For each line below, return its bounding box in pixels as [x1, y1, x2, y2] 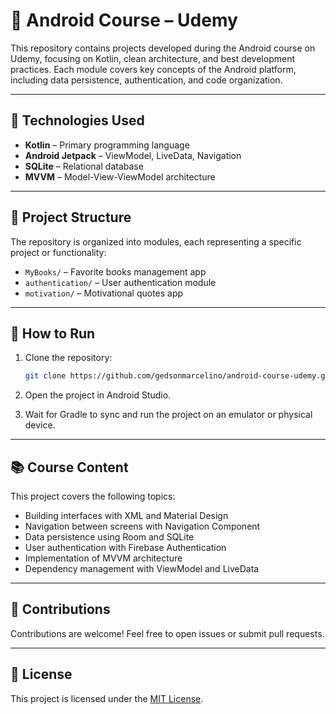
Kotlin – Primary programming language [24, 139, 190, 151]
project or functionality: [10, 246, 107, 258]
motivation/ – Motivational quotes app [24, 287, 184, 299]
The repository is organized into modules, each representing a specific [10, 235, 302, 248]
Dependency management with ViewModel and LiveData [24, 563, 260, 575]
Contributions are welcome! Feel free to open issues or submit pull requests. [10, 627, 325, 639]
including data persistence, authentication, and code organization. [10, 74, 283, 86]
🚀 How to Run [10, 325, 96, 342]
